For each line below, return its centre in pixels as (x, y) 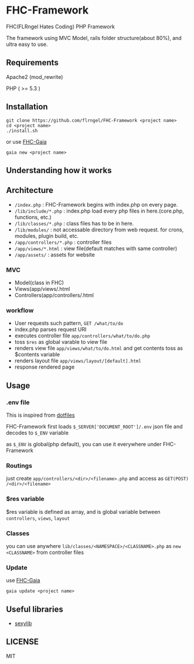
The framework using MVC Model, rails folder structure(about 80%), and (94, 38)
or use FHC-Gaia (26, 141)
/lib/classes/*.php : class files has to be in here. (74, 223)
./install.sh (22, 131)
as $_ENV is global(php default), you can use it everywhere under (84, 444)
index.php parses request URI (50, 330)
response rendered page (45, 367)
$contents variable (37, 354)
